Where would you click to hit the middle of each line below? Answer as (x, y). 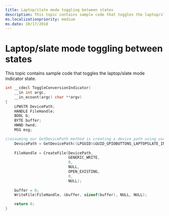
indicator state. (21, 79)
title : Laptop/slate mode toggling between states (59, 10)
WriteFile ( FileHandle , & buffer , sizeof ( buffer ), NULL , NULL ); (81, 195)
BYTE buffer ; (28, 121)
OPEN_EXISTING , (84, 172)
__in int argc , (30, 93)
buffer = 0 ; (27, 190)
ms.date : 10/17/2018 (27, 24)
